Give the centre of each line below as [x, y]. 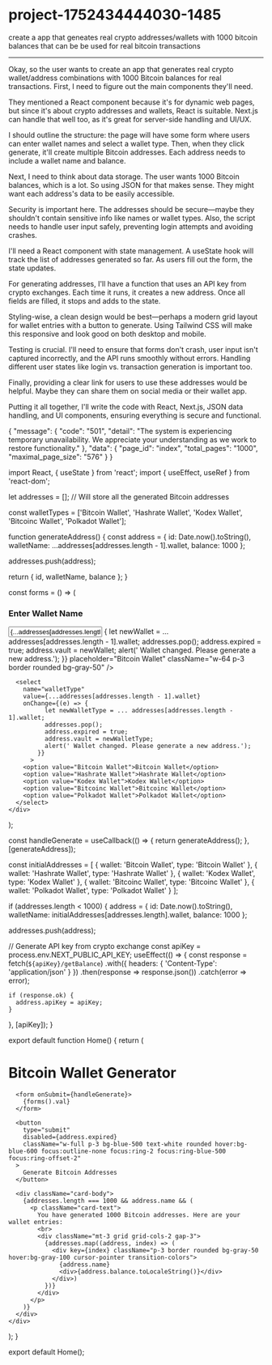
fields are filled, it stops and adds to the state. [85, 300]
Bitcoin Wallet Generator [92, 1073]
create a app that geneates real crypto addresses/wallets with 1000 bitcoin [133, 37]
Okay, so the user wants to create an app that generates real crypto [121, 69]
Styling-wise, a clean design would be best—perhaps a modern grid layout [133, 317]
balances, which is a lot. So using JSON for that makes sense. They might [132, 185]
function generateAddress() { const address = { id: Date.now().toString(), [130, 537]
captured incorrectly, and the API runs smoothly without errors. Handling [130, 358]
